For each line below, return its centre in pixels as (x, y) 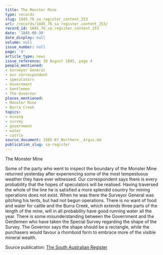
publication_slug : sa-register (38, 145)
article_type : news (25, 56)
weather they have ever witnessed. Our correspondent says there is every (81, 179)
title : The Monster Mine (31, 10)
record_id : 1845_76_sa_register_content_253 (52, 28)
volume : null (19, 42)
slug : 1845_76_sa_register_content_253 (47, 19)
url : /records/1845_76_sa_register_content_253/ (57, 24)
